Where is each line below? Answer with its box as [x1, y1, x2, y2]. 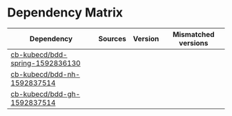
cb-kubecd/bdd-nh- [10, 69, 81, 79]
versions [179, 38, 209, 47]
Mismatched [172, 30, 215, 39]
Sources [98, 34, 126, 43]
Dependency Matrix [7, 5, 123, 21]
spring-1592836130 [10, 58, 81, 68]
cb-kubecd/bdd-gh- [10, 89, 81, 99]
